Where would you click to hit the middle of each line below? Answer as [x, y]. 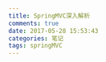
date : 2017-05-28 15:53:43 [53, 31]
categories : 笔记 [36, 38]
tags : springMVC [35, 46]
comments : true [34, 23]
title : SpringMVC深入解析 [49, 16]
